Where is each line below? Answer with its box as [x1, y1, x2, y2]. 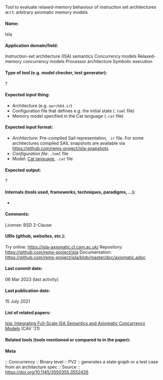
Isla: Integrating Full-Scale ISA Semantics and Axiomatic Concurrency [5, 320, 145, 326]
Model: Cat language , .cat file [12, 156, 73, 162]
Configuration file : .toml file [12, 151, 69, 157]
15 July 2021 [5, 298, 30, 304]
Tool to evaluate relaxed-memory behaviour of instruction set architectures [5, 4, 157, 10]
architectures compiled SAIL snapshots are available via [12, 140, 125, 146]
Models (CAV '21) [5, 326, 40, 332]
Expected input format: [5, 124, 53, 130]
